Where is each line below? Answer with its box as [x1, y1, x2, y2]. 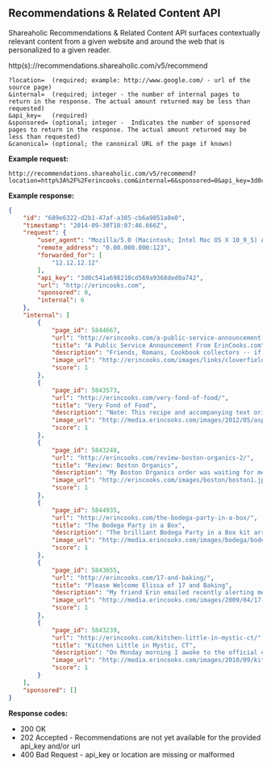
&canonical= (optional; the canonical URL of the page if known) [8, 140, 232, 148]
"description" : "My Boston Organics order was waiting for [51, 469, 254, 477]
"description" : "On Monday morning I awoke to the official [51, 648, 258, 657]
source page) [8, 83, 52, 91]
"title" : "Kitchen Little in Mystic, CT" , [51, 641, 197, 649]
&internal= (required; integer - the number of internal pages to [8, 90, 240, 98]
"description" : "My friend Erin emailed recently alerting [51, 589, 254, 597]
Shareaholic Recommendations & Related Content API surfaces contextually [8, 27, 261, 37]
